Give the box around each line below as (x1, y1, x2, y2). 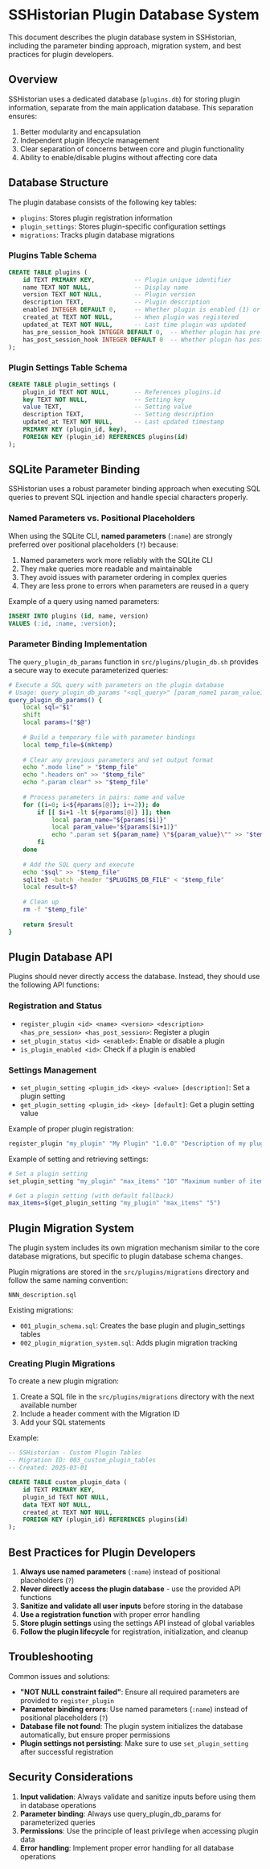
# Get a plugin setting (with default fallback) (8, 1192, 174, 1200)
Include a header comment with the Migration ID (19, 1409, 181, 1419)
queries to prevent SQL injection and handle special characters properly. (8, 493, 248, 502)
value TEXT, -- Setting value (22, 403, 193, 411)
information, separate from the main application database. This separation (8, 102, 254, 112)
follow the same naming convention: (8, 1276, 129, 1285)
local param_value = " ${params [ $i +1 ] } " (51, 823, 178, 831)
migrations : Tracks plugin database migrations (19, 229, 175, 239)
